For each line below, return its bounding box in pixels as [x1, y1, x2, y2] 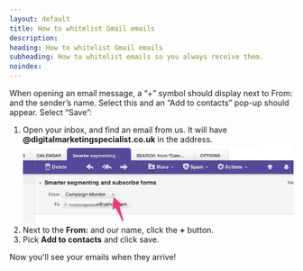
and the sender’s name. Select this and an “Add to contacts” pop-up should [9, 97, 290, 108]
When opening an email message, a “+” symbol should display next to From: [9, 88, 293, 98]
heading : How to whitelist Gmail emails [9, 43, 164, 52]
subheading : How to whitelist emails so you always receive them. [9, 52, 264, 62]
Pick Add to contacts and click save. [22, 234, 160, 245]
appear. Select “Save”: [9, 107, 93, 117]
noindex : [9, 62, 42, 71]
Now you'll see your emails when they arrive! [9, 252, 177, 263]
